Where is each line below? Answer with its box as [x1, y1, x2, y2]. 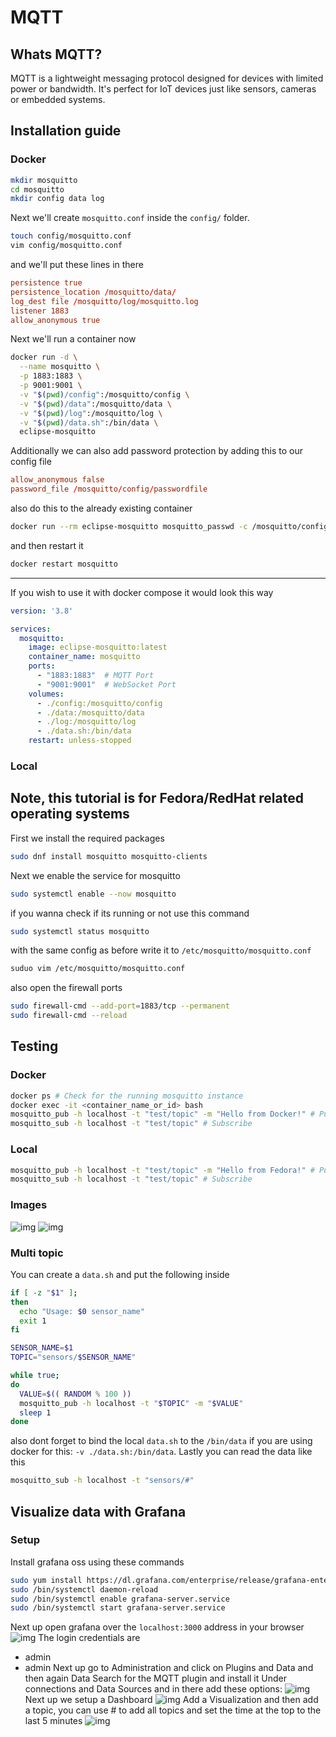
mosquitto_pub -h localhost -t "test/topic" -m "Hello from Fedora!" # [10, 1165, 315, 1175]
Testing [10, 1038, 59, 1055]
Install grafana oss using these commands [10, 1556, 185, 1568]
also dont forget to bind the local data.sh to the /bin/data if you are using [10, 1435, 313, 1447]
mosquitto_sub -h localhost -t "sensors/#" [10, 1476, 195, 1486]
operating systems [10, 806, 130, 823]
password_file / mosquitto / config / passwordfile [10, 484, 208, 495]
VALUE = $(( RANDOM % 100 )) [19, 1389, 132, 1399]
